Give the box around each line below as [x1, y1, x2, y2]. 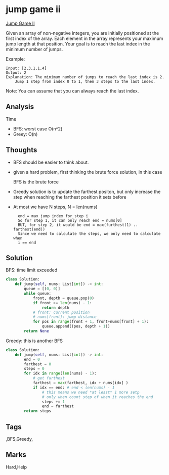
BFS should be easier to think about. [13, 159, 89, 165]
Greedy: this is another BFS [6, 338, 63, 344]
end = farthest [41, 404, 74, 409]
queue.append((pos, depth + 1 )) [41, 324, 110, 329]
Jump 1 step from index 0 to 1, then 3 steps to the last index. [15, 79, 156, 84]
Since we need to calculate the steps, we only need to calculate [18, 231, 161, 236]
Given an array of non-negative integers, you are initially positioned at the [6, 30, 159, 36]
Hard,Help [6, 464, 27, 470]
